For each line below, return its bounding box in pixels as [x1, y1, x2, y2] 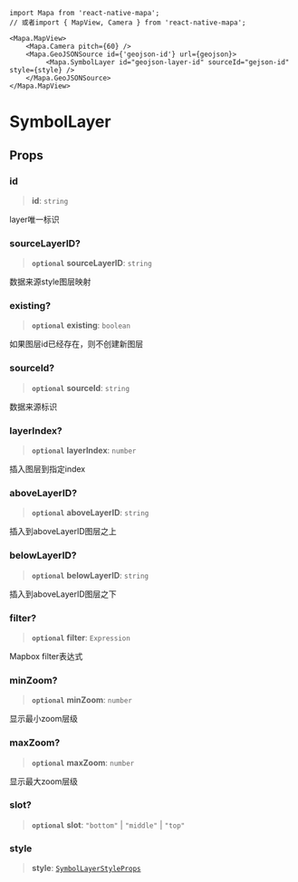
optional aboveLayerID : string [31, 507, 149, 518]
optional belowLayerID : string [31, 570, 149, 580]
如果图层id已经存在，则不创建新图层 [9, 339, 143, 350]
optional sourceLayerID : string [31, 258, 152, 269]
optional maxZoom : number [31, 757, 135, 768]
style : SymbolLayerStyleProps [31, 863, 141, 874]
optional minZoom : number [31, 695, 133, 705]
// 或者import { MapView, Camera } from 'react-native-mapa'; [9, 18, 246, 27]
